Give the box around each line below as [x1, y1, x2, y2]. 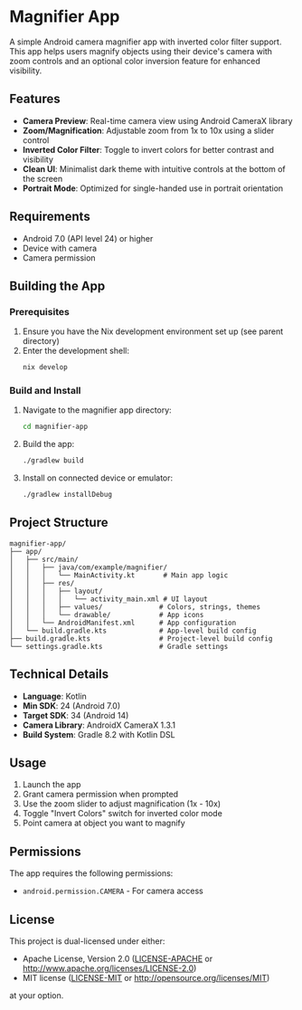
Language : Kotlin [22, 691, 88, 701]
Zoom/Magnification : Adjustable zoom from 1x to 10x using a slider [22, 125, 275, 136]
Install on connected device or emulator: [22, 472, 174, 483]
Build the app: [22, 439, 75, 450]
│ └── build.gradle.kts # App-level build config [9, 626, 257, 635]
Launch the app [22, 779, 81, 790]
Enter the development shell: [22, 346, 129, 357]
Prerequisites [9, 305, 70, 318]
